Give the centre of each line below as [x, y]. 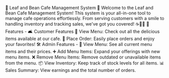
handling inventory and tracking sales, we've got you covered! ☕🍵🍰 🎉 [77, 24]
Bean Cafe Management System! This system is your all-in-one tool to [78, 13]
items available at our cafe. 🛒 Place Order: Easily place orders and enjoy [80, 38]
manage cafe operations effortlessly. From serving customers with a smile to [85, 18]
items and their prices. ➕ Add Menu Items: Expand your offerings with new [83, 51]
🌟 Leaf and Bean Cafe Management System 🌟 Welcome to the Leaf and [79, 8]
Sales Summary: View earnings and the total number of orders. [71, 70]
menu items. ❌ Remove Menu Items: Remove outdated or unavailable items [83, 57]
